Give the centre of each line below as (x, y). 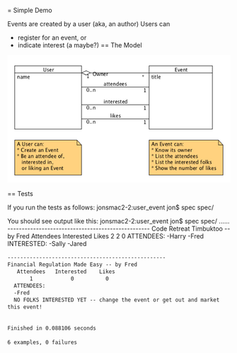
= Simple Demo (30, 10)
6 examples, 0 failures (42, 342)
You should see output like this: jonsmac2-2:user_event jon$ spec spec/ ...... (118, 221)
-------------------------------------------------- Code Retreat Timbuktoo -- (119, 228)
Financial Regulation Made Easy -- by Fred (73, 265)
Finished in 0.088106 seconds (52, 328)
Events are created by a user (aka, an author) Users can (89, 24)
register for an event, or (52, 37)
